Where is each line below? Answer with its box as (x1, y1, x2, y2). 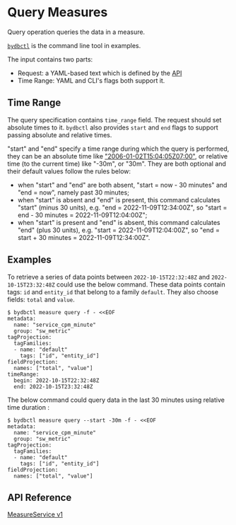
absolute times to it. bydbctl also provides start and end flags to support (7, 123, 219, 132)
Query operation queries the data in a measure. (7, 28, 146, 36)
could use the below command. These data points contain (56, 280, 225, 289)
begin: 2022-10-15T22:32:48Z (13, 376, 100, 384)
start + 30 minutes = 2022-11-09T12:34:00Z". (17, 233, 151, 241)
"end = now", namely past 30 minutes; (17, 188, 129, 197)
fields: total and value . (7, 295, 76, 304)
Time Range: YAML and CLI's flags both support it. (17, 76, 165, 85)
